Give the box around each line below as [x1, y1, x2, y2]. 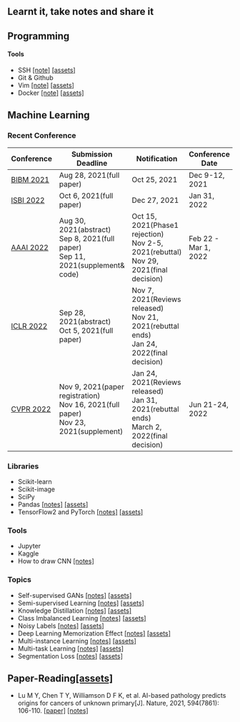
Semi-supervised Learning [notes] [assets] [17, 598, 144, 607]
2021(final [131, 264, 168, 274]
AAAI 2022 [11, 242, 49, 252]
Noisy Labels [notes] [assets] [17, 621, 105, 630]
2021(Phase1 [131, 220, 179, 230]
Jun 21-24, [189, 399, 229, 409]
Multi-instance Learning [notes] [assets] [17, 636, 137, 645]
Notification [136, 154, 178, 164]
